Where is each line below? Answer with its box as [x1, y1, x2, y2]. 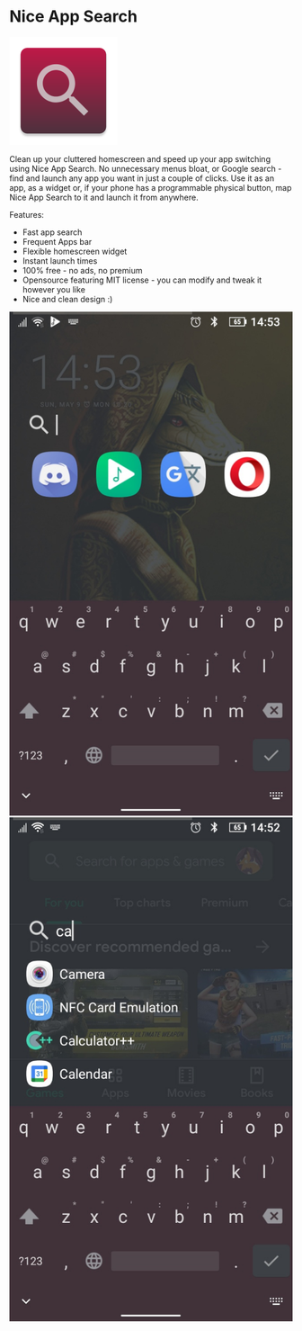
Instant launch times [22, 255, 98, 266]
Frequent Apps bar [22, 236, 93, 247]
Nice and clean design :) [22, 293, 113, 304]
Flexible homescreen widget [22, 246, 128, 256]
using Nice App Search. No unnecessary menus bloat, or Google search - [9, 163, 282, 174]
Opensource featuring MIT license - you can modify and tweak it [22, 274, 262, 285]
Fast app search [22, 227, 83, 238]
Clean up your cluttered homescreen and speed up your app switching [9, 153, 271, 164]
